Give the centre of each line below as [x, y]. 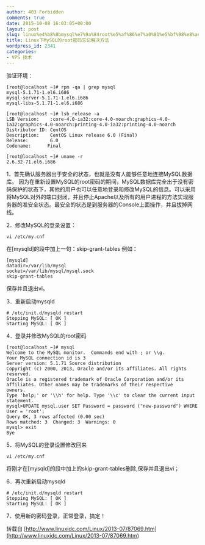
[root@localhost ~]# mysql [41, 347]
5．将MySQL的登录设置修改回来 [47, 445]
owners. [16, 390]
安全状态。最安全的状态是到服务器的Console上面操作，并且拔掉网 [110, 204]
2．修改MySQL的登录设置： [41, 225]
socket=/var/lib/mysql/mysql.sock [50, 271]
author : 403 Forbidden [35, 12]
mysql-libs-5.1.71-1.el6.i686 [45, 103]
